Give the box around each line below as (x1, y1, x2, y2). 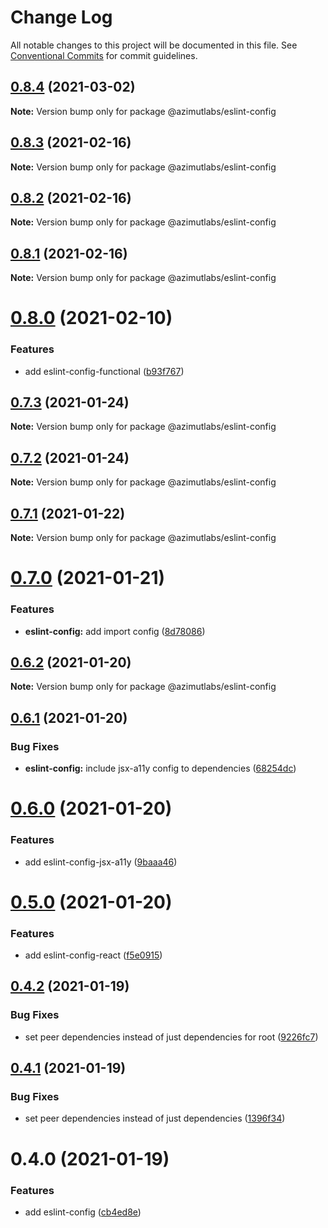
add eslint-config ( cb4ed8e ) (24, 1206, 142, 1218)
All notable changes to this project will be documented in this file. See (10, 39, 298, 51)
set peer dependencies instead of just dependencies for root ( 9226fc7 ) (24, 1031, 319, 1043)
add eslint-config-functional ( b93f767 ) (24, 365, 185, 377)
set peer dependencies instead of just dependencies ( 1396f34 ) (24, 1112, 286, 1125)
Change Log (10, 6, 113, 29)
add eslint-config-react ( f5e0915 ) (24, 949, 163, 961)
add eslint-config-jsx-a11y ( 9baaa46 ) (24, 856, 178, 868)
